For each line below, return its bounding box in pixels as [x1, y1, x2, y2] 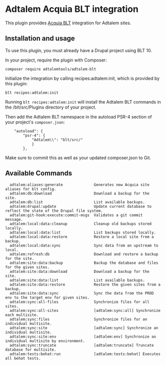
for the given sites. [5, 264, 50, 270]
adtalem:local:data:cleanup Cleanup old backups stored [9, 221, 152, 226]
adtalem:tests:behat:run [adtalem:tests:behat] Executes [9, 351, 161, 357]
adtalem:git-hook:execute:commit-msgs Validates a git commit [9, 212, 143, 218]
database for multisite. [5, 347, 56, 352]
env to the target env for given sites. [5, 295, 90, 300]
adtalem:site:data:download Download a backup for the [9, 269, 150, 274]
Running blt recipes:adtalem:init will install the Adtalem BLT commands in [5, 99, 161, 105]
